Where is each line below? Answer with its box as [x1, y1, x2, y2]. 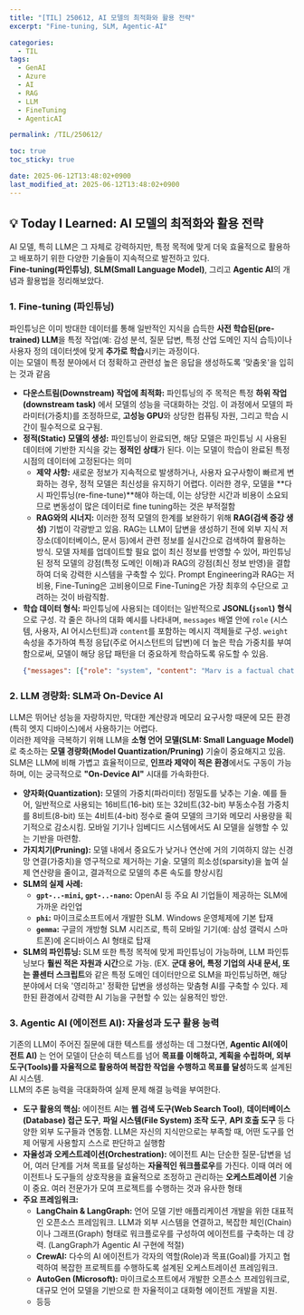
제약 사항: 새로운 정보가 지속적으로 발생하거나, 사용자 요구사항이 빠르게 [35, 466, 285, 477]
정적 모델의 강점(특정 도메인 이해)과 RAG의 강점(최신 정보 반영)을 [45, 557, 274, 568]
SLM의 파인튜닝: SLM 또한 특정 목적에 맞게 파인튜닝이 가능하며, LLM [22, 946, 265, 957]
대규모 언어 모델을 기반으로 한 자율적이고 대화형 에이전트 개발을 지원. [35, 1285, 278, 1296]
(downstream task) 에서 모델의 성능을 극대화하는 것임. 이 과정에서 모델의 [22, 398, 284, 409]
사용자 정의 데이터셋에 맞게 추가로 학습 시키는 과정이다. [9, 346, 201, 356]
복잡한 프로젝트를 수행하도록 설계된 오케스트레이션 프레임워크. [60, 1262, 279, 1273]
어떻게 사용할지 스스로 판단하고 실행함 [32, 1137, 166, 1148]
